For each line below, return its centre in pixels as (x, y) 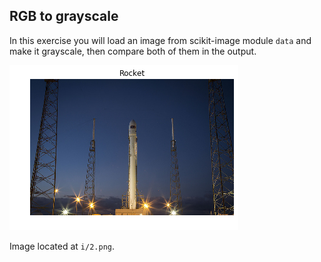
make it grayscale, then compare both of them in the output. (133, 51)
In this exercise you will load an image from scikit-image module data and (160, 40)
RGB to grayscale (64, 16)
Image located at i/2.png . (62, 246)
